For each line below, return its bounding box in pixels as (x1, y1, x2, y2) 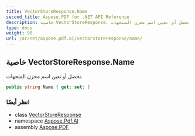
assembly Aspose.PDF (14, 123, 69, 130)
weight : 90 (6, 30, 33, 36)
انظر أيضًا (6, 97, 30, 106)
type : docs (6, 25, 33, 31)
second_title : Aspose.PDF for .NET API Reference (6, 14, 130, 20)
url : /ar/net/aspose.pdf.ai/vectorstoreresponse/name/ (6, 36, 143, 41)
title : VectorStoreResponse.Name (6, 8, 88, 15)
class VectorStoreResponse (14, 111, 82, 118)
